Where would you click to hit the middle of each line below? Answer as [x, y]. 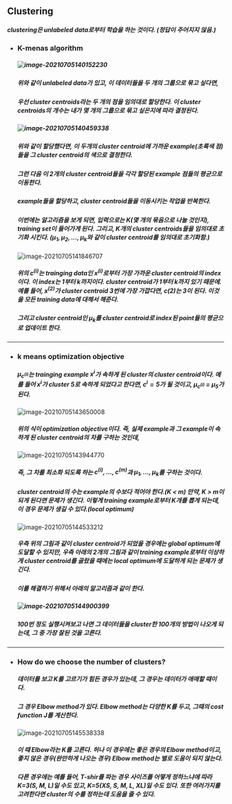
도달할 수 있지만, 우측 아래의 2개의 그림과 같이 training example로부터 [112, 552]
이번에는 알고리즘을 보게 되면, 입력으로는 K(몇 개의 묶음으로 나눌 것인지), [113, 219]
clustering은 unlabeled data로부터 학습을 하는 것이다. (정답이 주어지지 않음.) [112, 30]
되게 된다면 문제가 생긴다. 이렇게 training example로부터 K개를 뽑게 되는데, [118, 500]
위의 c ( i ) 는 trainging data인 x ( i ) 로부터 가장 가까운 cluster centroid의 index [119, 272]
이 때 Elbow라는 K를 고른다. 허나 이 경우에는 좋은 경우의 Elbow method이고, [119, 749]
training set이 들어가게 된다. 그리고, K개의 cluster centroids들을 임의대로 [117, 228]
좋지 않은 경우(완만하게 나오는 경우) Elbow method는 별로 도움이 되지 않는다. [120, 758]
